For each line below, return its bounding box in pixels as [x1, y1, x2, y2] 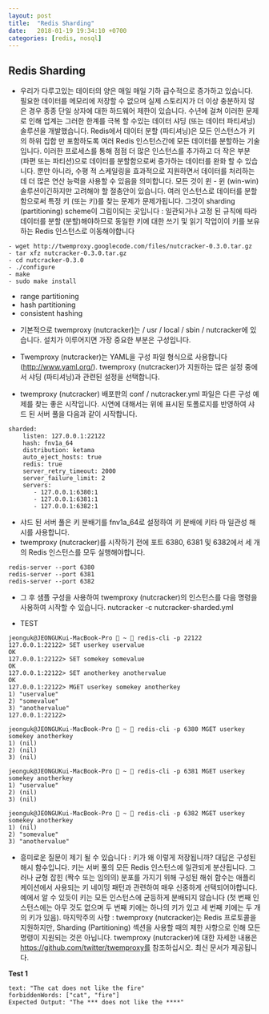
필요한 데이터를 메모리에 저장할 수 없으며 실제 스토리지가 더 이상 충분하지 [19, 96, 247, 106]
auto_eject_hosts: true [22, 454, 102, 462]
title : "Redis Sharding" [8, 19, 94, 27]
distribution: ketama [22, 446, 94, 454]
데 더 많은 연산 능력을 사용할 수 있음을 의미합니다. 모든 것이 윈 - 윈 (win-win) [19, 176, 259, 186]
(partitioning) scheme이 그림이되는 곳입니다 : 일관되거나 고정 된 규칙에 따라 [19, 206, 258, 216]
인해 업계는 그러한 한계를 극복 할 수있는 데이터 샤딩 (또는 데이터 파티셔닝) [28, 116, 256, 126]
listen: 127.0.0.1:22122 [22, 432, 106, 441]
